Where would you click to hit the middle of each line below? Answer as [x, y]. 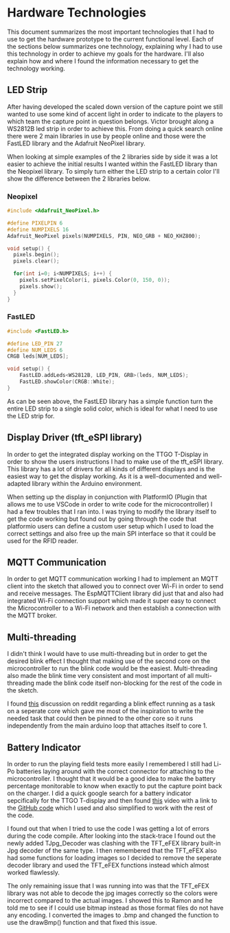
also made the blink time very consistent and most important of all [101, 676]
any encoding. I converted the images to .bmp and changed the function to [113, 915]
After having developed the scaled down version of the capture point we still [115, 106]
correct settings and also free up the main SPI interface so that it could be [112, 533]
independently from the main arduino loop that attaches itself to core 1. [107, 726]
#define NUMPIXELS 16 [38, 229]
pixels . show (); [41, 286]
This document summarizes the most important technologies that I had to [111, 32]
